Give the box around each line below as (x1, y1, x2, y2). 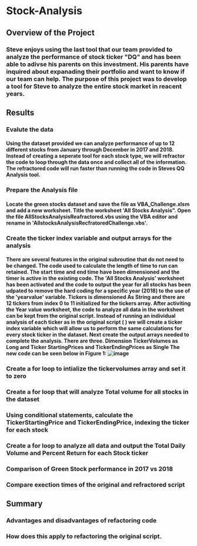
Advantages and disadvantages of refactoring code (6, 517, 157, 525)
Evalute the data (6, 125, 54, 133)
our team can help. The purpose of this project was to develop (6, 75, 187, 83)
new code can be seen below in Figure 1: (6, 350, 107, 357)
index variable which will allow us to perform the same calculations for (6, 325, 182, 332)
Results (6, 107, 35, 117)
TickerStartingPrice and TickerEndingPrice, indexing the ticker (6, 419, 189, 427)
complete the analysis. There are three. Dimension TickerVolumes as (6, 337, 178, 344)
